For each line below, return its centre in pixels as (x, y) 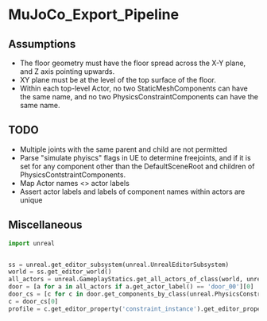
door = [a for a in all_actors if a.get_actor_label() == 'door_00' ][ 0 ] (131, 287)
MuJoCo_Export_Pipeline (94, 15)
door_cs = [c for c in (46, 294)
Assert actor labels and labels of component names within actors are (132, 191)
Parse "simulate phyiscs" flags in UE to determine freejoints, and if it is (135, 157)
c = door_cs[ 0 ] (33, 301)
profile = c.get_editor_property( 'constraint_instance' (103, 309)
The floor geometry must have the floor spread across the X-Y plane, (133, 63)
